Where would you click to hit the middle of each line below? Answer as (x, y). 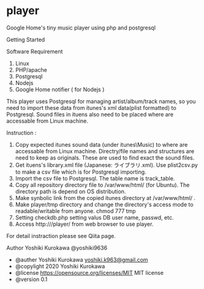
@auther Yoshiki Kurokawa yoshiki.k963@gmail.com (81, 260)
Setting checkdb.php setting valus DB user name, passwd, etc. (94, 217)
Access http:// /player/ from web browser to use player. (84, 224)
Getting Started (26, 39)
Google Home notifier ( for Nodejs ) (60, 89)
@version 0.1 (31, 279)
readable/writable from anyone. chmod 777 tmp (75, 211)
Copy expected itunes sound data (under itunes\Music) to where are (101, 144)
